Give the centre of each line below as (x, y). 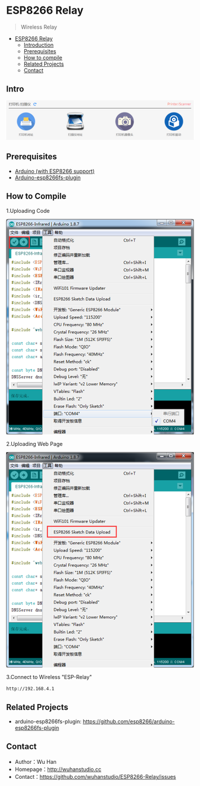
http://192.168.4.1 (30, 689)
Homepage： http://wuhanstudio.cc (58, 769)
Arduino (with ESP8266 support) (55, 171)
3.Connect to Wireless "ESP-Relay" (49, 677)
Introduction (39, 45)
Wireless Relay (39, 27)
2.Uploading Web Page (35, 444)
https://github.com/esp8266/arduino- (129, 721)
